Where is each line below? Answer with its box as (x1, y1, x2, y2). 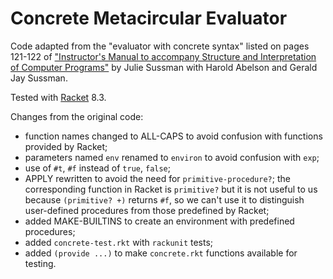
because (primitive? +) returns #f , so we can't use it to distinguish (24, 193, 305, 206)
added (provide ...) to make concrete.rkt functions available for (24, 247, 298, 259)
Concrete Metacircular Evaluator (10, 7, 288, 30)
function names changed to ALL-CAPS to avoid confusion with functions (24, 130, 323, 142)
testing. (24, 257, 57, 269)
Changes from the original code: (10, 110, 144, 122)
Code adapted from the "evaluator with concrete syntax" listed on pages (10, 40, 310, 52)
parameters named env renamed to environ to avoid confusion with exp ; (24, 151, 320, 163)
